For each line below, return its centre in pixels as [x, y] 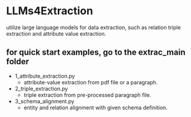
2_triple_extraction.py [41, 88]
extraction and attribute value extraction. [56, 33]
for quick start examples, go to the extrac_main [96, 53]
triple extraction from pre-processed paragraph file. [87, 95]
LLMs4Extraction [50, 11]
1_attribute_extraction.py [45, 76]
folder [18, 61]
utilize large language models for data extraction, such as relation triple [93, 27]
